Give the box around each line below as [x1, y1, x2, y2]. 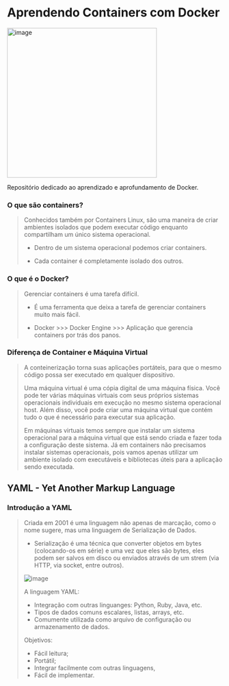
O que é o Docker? [7, 274, 70, 283]
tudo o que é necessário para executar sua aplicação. [23, 413, 176, 421]
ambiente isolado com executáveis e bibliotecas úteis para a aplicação [23, 455, 223, 463]
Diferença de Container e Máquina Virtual [7, 348, 148, 357]
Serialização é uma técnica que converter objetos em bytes [33, 539, 202, 547]
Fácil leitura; [33, 649, 69, 657]
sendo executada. [23, 462, 75, 470]
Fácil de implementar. [33, 671, 95, 679]
